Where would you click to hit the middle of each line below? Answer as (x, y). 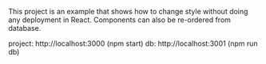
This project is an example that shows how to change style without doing (128, 11)
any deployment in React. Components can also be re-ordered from (120, 20)
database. (25, 28)
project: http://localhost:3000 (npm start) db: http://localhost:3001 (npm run (133, 43)
